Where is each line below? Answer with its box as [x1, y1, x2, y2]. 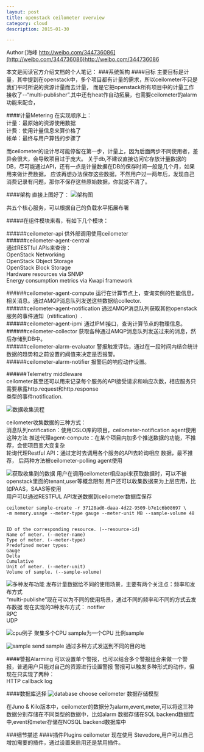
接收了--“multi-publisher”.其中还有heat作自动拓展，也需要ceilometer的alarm [6, 91, 197, 98]
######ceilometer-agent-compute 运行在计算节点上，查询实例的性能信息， [6, 289, 197, 297]
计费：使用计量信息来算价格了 [6, 127, 81, 134]
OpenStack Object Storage [6, 258, 74, 265]
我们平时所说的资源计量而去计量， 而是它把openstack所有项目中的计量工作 [6, 84, 194, 91]
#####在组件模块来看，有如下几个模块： [6, 217, 109, 225]
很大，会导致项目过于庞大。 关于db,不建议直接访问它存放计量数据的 [16, 155, 187, 162]
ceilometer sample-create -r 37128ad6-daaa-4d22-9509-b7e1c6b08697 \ [6, 505, 187, 512]
